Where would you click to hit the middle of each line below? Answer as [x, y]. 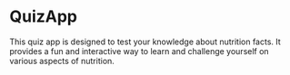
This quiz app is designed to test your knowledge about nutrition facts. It [145, 42]
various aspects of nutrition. [62, 61]
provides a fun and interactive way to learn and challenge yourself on [140, 51]
